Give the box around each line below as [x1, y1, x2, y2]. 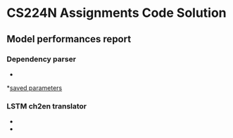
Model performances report [6, 33, 132, 45]
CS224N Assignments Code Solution [6, 5, 227, 21]
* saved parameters [6, 83, 63, 92]
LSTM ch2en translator [6, 101, 87, 111]
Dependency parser [6, 54, 77, 64]
